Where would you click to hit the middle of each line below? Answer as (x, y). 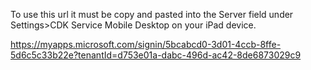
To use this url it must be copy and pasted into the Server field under (152, 14)
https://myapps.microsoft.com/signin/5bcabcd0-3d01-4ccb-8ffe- (146, 44)
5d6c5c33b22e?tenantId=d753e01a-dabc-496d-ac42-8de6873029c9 (156, 55)
